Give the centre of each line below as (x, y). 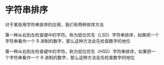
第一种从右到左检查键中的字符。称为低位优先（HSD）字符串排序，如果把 (78, 51)
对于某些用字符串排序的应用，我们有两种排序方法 (54, 24)
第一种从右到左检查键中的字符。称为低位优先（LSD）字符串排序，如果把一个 (82, 35)
